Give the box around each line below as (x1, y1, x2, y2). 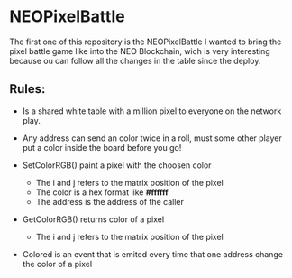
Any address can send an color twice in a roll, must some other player (22, 133, 282, 144)
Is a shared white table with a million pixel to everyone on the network (22, 106, 282, 116)
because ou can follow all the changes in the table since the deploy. (9, 55, 261, 66)
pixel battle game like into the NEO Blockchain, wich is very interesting (9, 45, 270, 56)
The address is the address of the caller (35, 196, 185, 207)
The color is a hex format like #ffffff (35, 187, 169, 198)
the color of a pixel (22, 258, 93, 269)
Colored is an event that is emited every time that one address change (22, 248, 284, 259)
